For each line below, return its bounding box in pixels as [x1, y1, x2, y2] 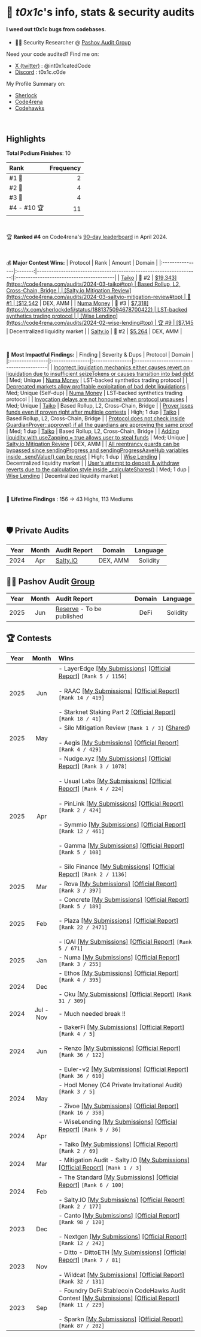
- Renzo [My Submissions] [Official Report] [58, 1044, 181, 1052]
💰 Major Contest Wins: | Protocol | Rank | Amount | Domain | [6, 259, 158, 267]
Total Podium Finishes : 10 [6, 149, 71, 157]
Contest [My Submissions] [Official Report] [58, 1294, 180, 1302]
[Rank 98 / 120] [58, 1219, 105, 1225]
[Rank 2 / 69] [58, 1147, 99, 1154]
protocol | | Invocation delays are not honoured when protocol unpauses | [6, 396, 188, 403]
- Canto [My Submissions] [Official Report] [58, 1211, 181, 1219]
